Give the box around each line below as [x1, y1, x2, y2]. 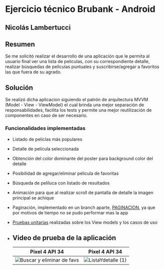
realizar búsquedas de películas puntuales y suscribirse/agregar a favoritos [5, 64, 160, 70]
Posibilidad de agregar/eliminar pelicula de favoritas [12, 170, 119, 176]
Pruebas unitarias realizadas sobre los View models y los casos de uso [12, 219, 158, 225]
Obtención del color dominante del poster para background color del [12, 155, 153, 161]
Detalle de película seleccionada [12, 145, 79, 152]
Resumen [5, 40, 35, 48]
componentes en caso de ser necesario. [5, 113, 88, 119]
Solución [5, 83, 33, 92]
